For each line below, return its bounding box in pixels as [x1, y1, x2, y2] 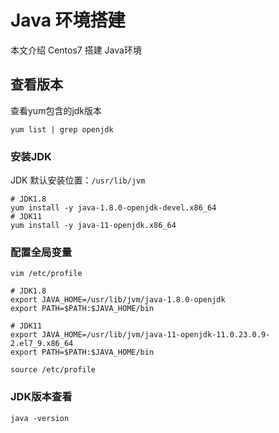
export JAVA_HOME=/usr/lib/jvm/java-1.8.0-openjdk [10, 295, 226, 305]
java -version [10, 413, 70, 423]
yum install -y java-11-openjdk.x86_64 [10, 221, 177, 231]
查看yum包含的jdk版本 [10, 104, 103, 116]
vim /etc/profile [10, 269, 83, 279]
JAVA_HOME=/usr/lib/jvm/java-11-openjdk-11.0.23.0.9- [41, 330, 271, 340]
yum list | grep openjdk [10, 124, 114, 135]
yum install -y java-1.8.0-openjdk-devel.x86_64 [10, 203, 217, 213]
